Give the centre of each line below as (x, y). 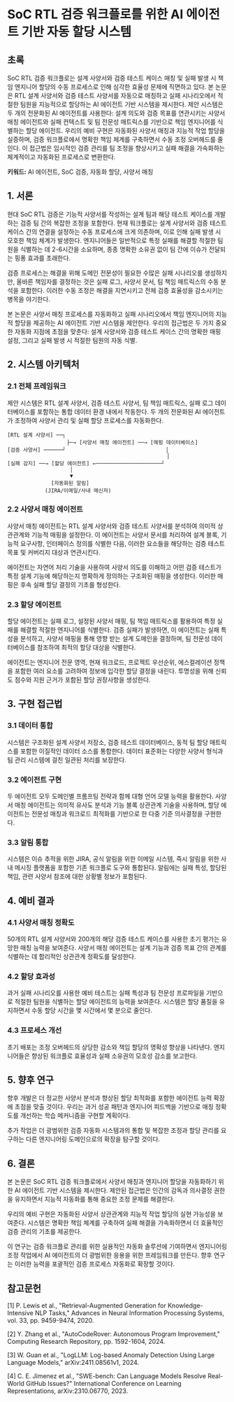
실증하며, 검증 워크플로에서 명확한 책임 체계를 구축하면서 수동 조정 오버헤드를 (112, 139)
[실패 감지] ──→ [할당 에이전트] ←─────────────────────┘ (86, 463)
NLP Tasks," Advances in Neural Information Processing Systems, (130, 1313)
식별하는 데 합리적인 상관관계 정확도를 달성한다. (72, 956)
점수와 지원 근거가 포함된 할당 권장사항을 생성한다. (82, 680)
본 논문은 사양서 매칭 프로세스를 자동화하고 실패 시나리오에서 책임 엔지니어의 (111, 314)
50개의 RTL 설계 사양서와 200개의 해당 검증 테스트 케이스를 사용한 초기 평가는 (114, 939)
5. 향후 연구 (31, 1080)
